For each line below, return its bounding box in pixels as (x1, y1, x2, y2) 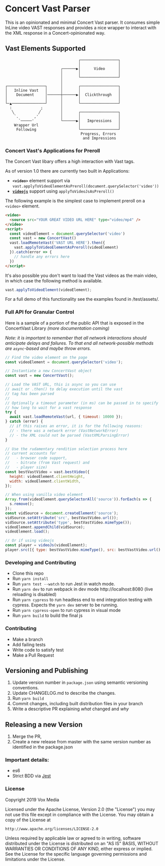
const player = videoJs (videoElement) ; (5, 543, 88, 548)
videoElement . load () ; (5, 529, 50, 534)
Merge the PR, (12, 733, 42, 739)
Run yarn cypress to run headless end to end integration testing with (12, 597, 153, 603)
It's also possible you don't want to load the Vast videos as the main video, (5, 272, 158, 278)
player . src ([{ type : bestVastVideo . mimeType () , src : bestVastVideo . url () (5, 547, 161, 552)
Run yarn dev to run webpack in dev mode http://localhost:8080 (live (12, 586, 153, 592)
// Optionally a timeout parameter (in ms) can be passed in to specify (5, 400, 159, 405)
